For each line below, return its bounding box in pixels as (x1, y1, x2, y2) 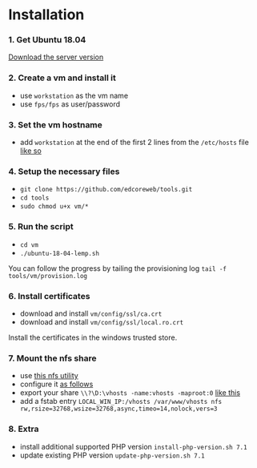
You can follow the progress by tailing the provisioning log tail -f (8, 263, 227, 273)
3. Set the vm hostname (8, 119, 102, 130)
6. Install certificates (8, 290, 90, 301)
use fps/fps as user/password (19, 99, 121, 109)
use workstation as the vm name (19, 91, 129, 100)
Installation (8, 6, 85, 24)
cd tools (19, 194, 50, 202)
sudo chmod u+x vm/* (19, 203, 89, 211)
